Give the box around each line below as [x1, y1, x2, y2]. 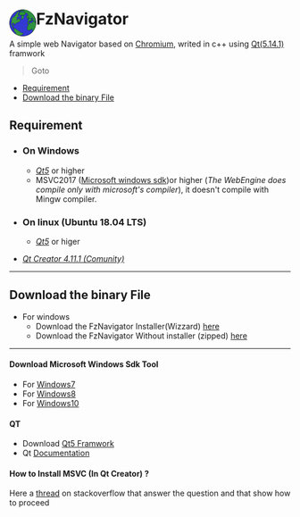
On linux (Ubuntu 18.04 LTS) [21, 215, 147, 228]
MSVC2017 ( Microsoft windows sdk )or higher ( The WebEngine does [35, 174, 287, 185]
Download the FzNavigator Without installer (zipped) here [35, 330, 248, 341]
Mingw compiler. [35, 193, 97, 204]
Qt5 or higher [35, 165, 85, 176]
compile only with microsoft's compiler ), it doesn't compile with [35, 184, 270, 195]
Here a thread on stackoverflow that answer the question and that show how [9, 488, 291, 499]
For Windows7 [21, 379, 76, 389]
